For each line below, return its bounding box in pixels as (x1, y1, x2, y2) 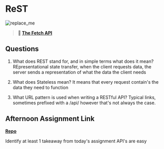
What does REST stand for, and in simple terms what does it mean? (12, 58, 154, 64)
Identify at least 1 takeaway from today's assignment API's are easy (5, 138, 147, 144)
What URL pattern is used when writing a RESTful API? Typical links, (12, 94, 156, 100)
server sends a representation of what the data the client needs (12, 69, 146, 75)
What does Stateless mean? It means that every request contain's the (12, 79, 159, 85)
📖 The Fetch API (17, 30, 52, 36)
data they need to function (12, 84, 69, 90)
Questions (5, 44, 39, 54)
